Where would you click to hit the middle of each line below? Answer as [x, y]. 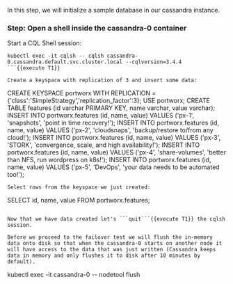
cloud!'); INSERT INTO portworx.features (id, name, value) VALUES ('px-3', [114, 138]
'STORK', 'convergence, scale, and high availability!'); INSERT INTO [104, 145]
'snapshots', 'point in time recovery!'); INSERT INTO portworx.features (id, [113, 123]
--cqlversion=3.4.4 [154, 62]
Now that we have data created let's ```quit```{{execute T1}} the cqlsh [116, 219]
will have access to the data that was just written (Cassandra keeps [112, 250]
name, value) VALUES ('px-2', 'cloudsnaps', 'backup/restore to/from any [110, 130]
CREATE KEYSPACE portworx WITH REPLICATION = [82, 93]
